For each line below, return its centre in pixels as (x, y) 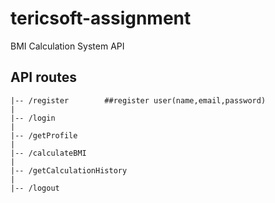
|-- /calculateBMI (48, 153)
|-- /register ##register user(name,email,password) (138, 100)
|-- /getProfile (44, 135)
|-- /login (33, 118)
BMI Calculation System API (67, 46)
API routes (43, 77)
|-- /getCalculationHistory (69, 170)
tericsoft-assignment (101, 18)
